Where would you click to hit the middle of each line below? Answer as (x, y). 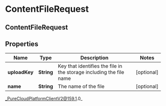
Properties (22, 44)
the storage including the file (91, 72)
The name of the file (81, 86)
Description (94, 58)
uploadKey (21, 72)
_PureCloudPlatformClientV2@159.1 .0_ (44, 99)
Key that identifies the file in (90, 66)
